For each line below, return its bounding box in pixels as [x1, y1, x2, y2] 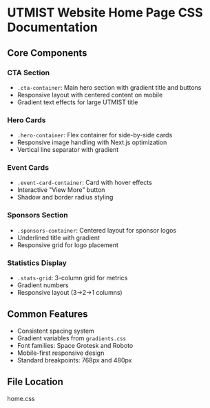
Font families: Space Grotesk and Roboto [17, 341, 134, 349]
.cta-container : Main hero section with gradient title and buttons [17, 83, 202, 91]
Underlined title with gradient [17, 233, 100, 242]
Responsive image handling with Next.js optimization [17, 138, 167, 146]
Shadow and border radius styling [17, 193, 114, 202]
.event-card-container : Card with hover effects [17, 178, 153, 187]
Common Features [7, 309, 88, 320]
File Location [7, 376, 64, 388]
